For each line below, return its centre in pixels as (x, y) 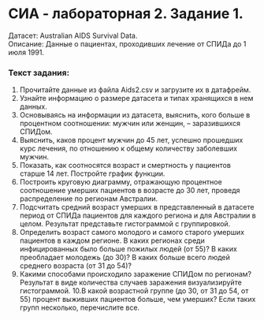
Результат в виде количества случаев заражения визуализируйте (130, 283)
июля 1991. (26, 52)
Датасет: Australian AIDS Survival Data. (73, 35)
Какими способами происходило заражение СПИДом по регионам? (136, 274)
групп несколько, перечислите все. (80, 307)
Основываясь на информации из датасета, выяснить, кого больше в (135, 115)
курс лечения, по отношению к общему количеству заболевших (128, 149)
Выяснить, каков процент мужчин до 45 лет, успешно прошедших (131, 140)
